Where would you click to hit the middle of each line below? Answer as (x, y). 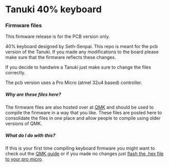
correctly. (15, 73)
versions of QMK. (24, 123)
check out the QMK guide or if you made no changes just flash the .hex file (85, 154)
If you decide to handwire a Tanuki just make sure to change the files (78, 67)
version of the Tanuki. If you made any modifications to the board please (82, 52)
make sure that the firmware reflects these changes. (61, 57)
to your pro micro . (24, 159)
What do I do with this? (30, 135)
